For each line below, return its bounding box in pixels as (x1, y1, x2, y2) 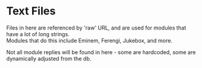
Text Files (6, 4, 56, 18)
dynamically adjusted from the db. (6, 55, 92, 62)
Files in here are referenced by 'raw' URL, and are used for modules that (6, 24, 186, 31)
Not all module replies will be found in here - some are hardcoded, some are (6, 48, 196, 55)
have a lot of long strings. (6, 30, 70, 37)
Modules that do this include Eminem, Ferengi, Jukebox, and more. (6, 37, 173, 44)
